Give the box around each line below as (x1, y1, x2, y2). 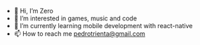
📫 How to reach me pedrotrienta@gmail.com (13, 30, 146, 38)
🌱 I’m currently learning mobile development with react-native (13, 22, 193, 30)
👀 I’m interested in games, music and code (13, 14, 138, 22)
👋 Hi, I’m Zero (13, 7, 54, 15)
